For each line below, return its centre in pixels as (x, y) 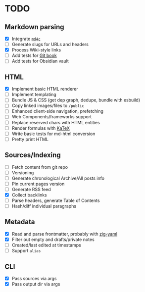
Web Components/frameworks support (52, 117)
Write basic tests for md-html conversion (53, 134)
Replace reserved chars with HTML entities (56, 122)
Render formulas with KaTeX (41, 128)
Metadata (20, 222)
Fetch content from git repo (40, 167)
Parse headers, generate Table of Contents (56, 200)
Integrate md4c (26, 39)
